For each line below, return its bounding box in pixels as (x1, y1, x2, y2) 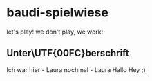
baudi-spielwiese (6, 5, 108, 21)
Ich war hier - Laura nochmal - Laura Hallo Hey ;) (6, 65, 146, 73)
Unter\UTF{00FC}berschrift (6, 47, 129, 59)
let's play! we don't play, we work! (6, 27, 104, 36)
